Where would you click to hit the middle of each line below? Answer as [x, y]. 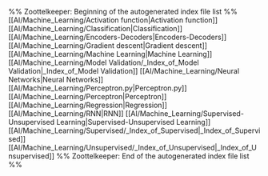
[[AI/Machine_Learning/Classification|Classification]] [95, 28]
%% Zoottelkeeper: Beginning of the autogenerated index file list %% [123, 12]
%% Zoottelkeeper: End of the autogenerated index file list [152, 156]
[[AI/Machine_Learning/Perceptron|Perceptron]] [88, 96]
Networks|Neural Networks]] [56, 80]
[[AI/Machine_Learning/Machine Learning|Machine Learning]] [110, 54]
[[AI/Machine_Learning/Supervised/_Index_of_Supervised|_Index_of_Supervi [134, 130]
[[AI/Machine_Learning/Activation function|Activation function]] [113, 20]
